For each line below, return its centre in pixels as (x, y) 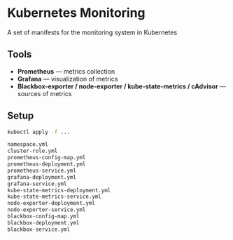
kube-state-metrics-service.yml (54, 197)
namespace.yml (28, 145)
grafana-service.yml (37, 184)
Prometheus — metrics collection (66, 71)
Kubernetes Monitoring (76, 13)
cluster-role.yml (33, 151)
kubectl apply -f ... (39, 132)
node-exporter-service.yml (47, 210)
